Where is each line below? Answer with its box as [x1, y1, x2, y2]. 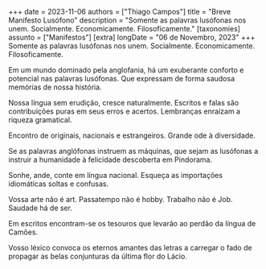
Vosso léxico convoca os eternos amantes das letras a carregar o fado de [8, 243, 252, 252]
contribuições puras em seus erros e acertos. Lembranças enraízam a [8, 106, 241, 116]
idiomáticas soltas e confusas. [8, 179, 109, 188]
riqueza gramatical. [8, 115, 72, 124]
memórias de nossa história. [8, 82, 102, 92]
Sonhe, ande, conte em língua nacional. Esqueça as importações [8, 171, 223, 180]
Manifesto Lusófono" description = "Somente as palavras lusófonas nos [8, 15, 247, 25]
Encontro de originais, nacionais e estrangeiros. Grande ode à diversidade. [8, 130, 256, 140]
